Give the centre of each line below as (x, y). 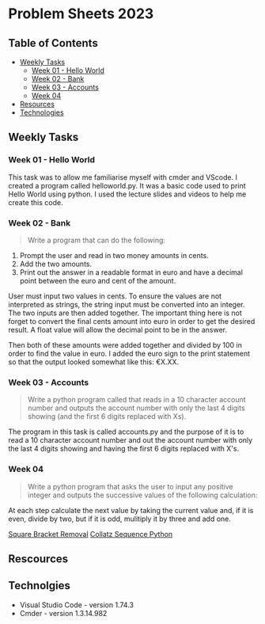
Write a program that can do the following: (97, 240)
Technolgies (40, 586)
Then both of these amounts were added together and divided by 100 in (125, 344)
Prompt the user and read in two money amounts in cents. (114, 255)
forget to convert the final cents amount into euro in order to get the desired (132, 321)
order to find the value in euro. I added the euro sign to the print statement (129, 353)
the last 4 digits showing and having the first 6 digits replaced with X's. (124, 449)
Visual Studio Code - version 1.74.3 (77, 605)
